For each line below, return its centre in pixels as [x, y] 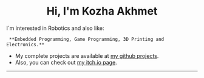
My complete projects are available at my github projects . [87, 55]
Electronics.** [25, 44]
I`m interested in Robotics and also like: [55, 28]
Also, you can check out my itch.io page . [66, 62]
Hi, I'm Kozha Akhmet [102, 11]
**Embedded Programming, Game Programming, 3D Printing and [87, 39]
